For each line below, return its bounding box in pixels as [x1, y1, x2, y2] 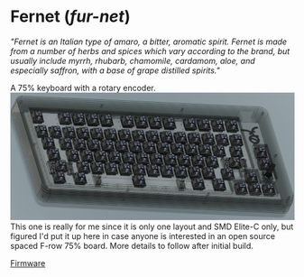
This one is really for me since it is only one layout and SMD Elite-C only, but [10, 221, 294, 232]
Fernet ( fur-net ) [10, 6, 131, 27]
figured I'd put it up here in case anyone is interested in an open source [10, 230, 276, 241]
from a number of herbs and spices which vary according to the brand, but [10, 45, 290, 56]
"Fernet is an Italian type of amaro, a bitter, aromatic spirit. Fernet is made [10, 36, 288, 47]
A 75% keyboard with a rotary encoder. [10, 82, 156, 93]
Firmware [10, 257, 46, 268]
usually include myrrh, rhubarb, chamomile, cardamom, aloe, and [10, 55, 255, 66]
